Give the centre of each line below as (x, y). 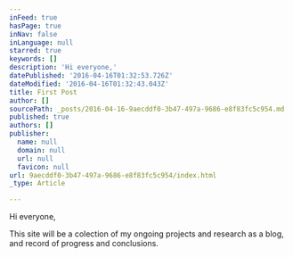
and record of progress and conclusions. (84, 244)
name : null (37, 142)
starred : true (36, 51)
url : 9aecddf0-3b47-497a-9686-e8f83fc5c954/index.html (113, 175)
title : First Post (43, 92)
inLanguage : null (41, 42)
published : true (39, 117)
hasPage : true (36, 26)
